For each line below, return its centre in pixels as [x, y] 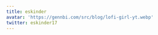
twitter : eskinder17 [32, 23]
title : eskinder [26, 12]
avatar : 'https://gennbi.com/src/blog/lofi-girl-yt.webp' [80, 17]
